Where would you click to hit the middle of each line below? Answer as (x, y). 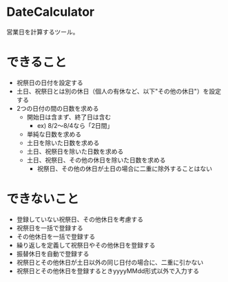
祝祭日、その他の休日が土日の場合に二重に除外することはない (125, 169)
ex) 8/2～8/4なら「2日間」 (75, 125)
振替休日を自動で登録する (53, 253)
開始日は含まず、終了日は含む (69, 117)
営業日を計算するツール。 (43, 32)
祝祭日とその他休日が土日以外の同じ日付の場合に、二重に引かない (110, 262)
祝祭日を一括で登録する (50, 228)
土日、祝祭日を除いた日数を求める (75, 151)
